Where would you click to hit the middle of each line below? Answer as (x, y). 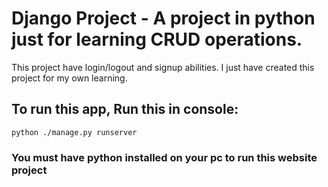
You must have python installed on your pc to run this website (164, 157)
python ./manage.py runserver (74, 132)
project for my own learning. (69, 78)
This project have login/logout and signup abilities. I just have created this (163, 67)
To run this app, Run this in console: (125, 109)
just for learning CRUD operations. (157, 39)
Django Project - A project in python (163, 18)
